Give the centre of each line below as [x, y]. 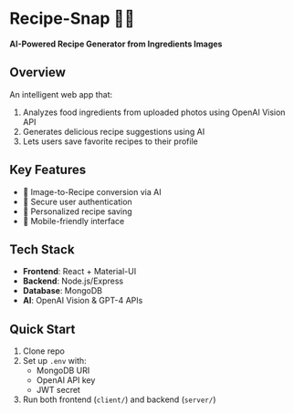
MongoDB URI [63, 371]
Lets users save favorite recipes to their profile [110, 141]
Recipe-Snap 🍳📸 [72, 19]
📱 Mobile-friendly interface [73, 221]
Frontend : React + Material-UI [79, 272]
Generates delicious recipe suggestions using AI [114, 131]
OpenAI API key [66, 380]
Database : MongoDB [63, 291]
